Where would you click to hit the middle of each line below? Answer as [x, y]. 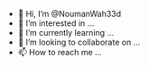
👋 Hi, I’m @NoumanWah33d [70, 14]
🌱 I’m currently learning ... [66, 33]
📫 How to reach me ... [60, 52]
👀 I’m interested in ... [56, 23]
